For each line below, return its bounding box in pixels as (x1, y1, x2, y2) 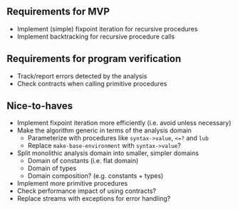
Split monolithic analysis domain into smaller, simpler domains (16, 149, 199, 157)
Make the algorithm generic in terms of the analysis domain (16, 126, 192, 135)
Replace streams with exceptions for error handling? (16, 194, 171, 203)
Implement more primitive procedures (16, 179, 128, 188)
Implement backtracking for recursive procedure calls (16, 32, 175, 41)
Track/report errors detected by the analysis (16, 71, 148, 80)
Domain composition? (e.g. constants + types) (27, 172, 164, 180)
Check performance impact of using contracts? (16, 187, 156, 195)
